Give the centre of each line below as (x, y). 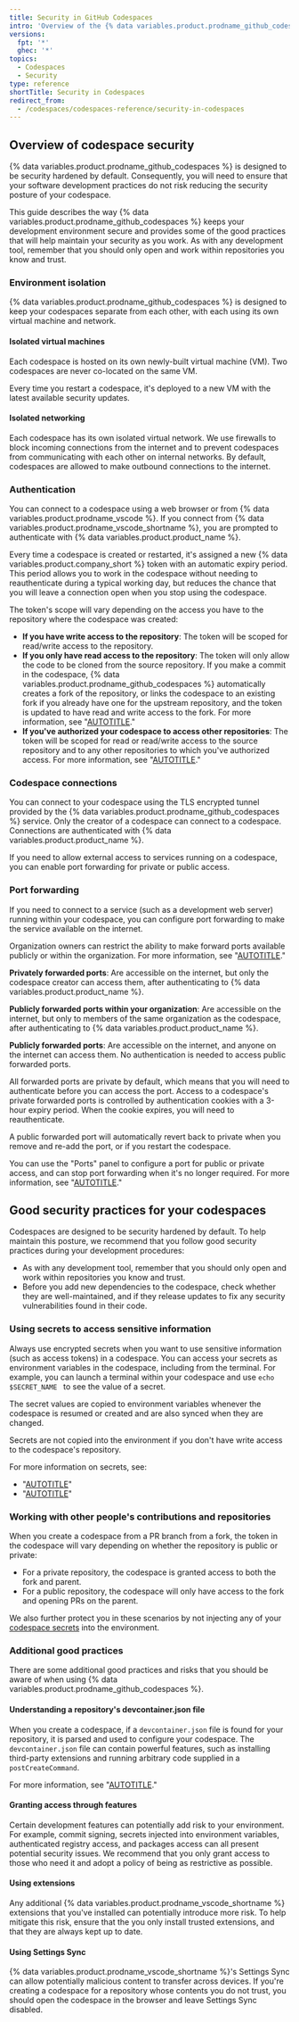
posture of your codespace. (60, 195)
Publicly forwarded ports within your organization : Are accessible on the (145, 1008)
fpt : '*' (33, 42)
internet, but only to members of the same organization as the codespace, (145, 1018)
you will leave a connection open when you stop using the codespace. (138, 593)
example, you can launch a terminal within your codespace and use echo (142, 1377)
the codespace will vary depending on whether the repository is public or (144, 1546)
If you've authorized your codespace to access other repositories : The (155, 732)
